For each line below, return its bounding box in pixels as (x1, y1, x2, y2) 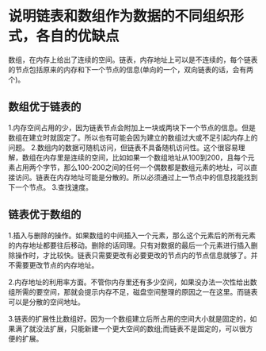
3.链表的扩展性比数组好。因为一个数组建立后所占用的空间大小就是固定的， (8, 314, 251, 323)
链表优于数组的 (8, 208, 82, 222)
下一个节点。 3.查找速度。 (8, 182, 93, 191)
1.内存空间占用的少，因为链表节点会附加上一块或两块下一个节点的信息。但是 (8, 122, 256, 132)
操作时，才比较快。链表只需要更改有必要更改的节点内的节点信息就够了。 (14, 250, 251, 260)
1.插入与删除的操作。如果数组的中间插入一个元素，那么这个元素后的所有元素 (8, 230, 256, 240)
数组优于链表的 (8, 100, 82, 114)
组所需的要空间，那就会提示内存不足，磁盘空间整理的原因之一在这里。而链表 (8, 287, 258, 296)
